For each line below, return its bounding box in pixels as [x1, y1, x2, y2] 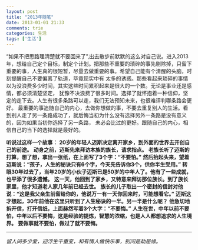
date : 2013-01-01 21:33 [6, 19, 65, 25]
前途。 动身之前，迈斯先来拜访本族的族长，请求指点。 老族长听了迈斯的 [16, 146, 190, 153]
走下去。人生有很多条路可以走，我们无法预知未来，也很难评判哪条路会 [16, 97, 187, 104]
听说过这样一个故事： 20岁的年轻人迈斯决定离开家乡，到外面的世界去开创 [6, 139, 185, 146]
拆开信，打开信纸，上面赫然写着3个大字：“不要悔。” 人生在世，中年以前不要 [6, 205, 190, 212]
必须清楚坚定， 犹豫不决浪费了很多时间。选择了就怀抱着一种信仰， [21, 89, 183, 96]
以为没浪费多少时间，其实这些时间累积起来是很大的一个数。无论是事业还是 [6, 82, 187, 89]
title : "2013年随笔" [6, 14, 54, 20]
